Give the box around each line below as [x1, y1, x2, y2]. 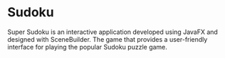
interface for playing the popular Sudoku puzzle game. [7, 42, 167, 51]
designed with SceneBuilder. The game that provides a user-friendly [7, 35, 208, 43]
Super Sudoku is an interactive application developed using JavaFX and [7, 28, 219, 36]
